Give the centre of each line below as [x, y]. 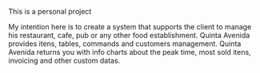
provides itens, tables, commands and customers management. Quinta [125, 44]
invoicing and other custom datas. [64, 60]
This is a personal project [50, 12]
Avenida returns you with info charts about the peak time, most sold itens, [130, 52]
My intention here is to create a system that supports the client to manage [130, 27]
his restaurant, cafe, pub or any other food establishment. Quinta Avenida [129, 35]
